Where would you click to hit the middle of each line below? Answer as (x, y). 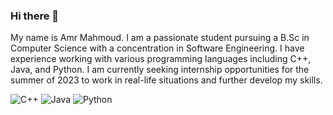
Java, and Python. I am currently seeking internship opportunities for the (160, 70)
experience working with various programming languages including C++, (161, 59)
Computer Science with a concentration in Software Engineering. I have (157, 48)
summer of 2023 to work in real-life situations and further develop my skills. (166, 80)
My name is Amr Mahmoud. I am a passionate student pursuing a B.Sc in (160, 38)
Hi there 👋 (35, 16)
